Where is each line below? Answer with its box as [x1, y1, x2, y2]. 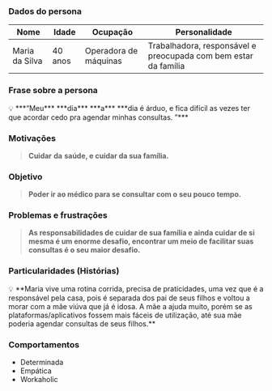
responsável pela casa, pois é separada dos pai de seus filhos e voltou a [8, 293, 251, 303]
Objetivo [8, 171, 43, 182]
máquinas [84, 55, 123, 66]
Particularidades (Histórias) [8, 266, 120, 277]
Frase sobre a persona [8, 85, 99, 96]
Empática [19, 366, 53, 376]
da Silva [12, 55, 43, 66]
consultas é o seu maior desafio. [28, 245, 141, 255]
